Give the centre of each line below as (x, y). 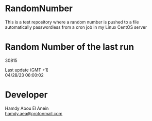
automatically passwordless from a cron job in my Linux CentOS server (76, 27)
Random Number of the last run (70, 47)
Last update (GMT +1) (27, 70)
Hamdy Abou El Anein (27, 108)
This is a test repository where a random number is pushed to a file (72, 22)
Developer (26, 95)
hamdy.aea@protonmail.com (34, 113)
